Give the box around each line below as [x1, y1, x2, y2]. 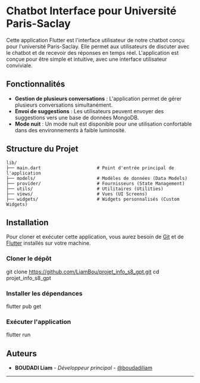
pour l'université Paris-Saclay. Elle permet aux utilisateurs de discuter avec [6, 43, 190, 50]
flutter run [6, 331, 31, 338]
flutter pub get [6, 303, 42, 310]
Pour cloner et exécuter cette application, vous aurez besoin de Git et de [6, 233, 184, 241]
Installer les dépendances [6, 289, 83, 297]
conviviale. [6, 61, 33, 69]
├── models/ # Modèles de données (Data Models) [6, 175, 187, 181]
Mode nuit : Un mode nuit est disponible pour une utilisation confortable [14, 120, 192, 127]
